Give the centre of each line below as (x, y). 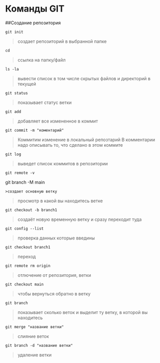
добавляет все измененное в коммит (58, 121)
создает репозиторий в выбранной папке (62, 41)
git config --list (24, 228)
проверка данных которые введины (56, 238)
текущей (27, 84)
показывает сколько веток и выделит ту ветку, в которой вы (83, 312)
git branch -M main (25, 182)
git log (13, 154)
